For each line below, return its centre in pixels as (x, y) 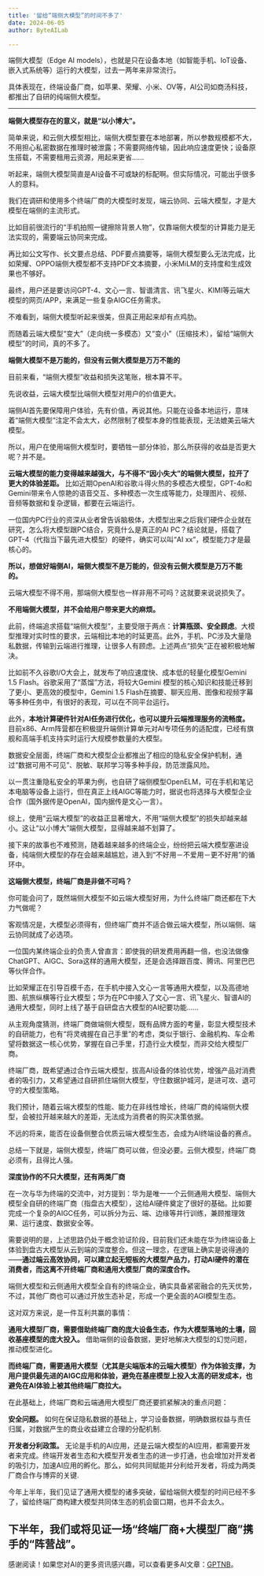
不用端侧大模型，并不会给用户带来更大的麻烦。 (84, 610)
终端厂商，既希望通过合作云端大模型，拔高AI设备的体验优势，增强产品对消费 (132, 1070)
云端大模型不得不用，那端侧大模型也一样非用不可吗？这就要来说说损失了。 (128, 593)
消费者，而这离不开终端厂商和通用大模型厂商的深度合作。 (101, 1269)
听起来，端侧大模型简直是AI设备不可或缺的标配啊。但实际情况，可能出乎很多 (132, 174)
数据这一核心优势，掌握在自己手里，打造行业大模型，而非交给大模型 (132, 1044)
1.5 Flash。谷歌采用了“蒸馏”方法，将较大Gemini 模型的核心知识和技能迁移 (127, 682)
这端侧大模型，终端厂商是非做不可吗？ (70, 881)
